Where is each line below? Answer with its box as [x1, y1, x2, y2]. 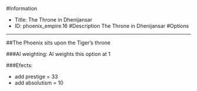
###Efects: [6, 62, 33, 69]
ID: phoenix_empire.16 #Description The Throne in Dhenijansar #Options [14, 23, 189, 29]
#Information [6, 5, 38, 12]
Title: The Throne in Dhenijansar [14, 16, 93, 23]
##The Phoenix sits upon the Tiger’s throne [6, 39, 111, 46]
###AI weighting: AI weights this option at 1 [6, 51, 111, 57]
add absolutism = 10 [14, 79, 63, 86]
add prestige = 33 [14, 73, 59, 80]
